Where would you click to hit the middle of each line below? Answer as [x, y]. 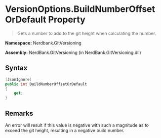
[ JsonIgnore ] [19, 79]
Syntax [16, 68]
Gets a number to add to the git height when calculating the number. [87, 33]
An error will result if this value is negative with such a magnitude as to [77, 125]
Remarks [19, 113]
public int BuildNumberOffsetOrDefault [46, 84]
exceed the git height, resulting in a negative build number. [65, 130]
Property [67, 20]
